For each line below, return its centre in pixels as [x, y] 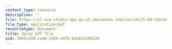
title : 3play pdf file [29, 34]
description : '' [23, 15]
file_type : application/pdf [35, 24]
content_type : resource [31, 10]
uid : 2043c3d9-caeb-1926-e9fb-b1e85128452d [52, 39]
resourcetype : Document [31, 29]
